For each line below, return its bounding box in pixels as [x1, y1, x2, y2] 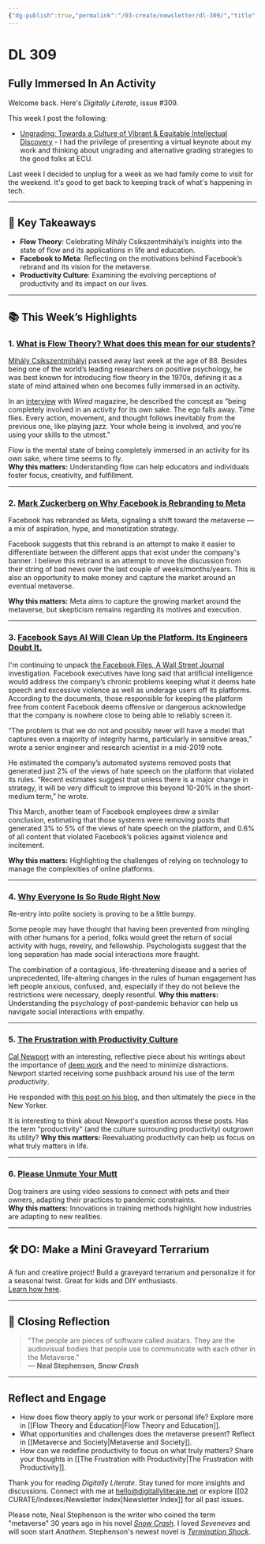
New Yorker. [8, 1101, 49, 1110]
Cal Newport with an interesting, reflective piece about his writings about [8, 1052, 246, 1061]
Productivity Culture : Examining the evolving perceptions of [19, 270, 217, 281]
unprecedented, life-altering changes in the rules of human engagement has [8, 973, 256, 983]
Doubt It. [8, 642, 43, 653]
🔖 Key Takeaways [8, 217, 97, 230]
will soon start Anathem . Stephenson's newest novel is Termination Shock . [8, 1527, 251, 1537]
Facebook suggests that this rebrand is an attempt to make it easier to [8, 539, 236, 549]
